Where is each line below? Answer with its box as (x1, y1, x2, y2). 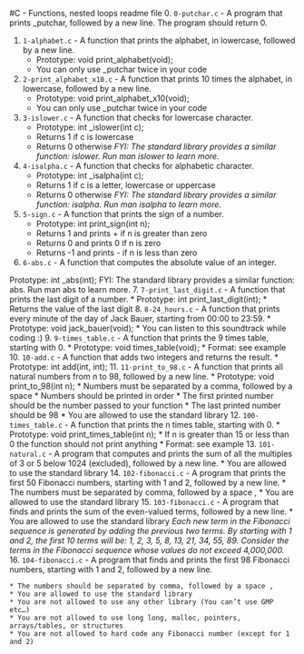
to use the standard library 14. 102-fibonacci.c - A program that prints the (9, 468, 286, 478)
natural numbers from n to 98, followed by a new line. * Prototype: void (9, 372, 275, 381)
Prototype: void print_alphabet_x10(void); (35, 93, 190, 104)
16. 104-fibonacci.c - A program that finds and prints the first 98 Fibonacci (9, 554, 290, 565)
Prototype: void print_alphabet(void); (35, 54, 174, 64)
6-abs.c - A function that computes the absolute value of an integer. (22, 257, 277, 267)
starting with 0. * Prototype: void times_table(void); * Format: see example (9, 342, 287, 352)
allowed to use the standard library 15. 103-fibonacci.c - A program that (9, 497, 279, 507)
